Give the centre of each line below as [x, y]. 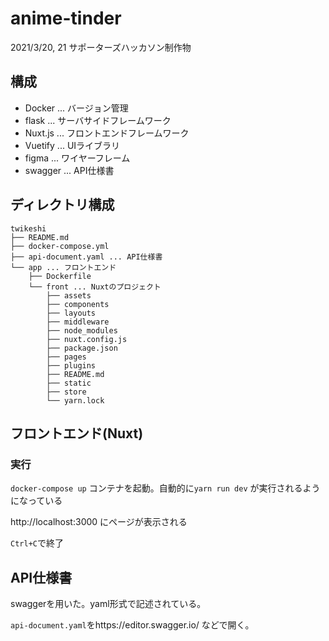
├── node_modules [82, 330]
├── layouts [71, 313]
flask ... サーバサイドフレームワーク [98, 120]
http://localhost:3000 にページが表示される [99, 522]
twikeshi [28, 228]
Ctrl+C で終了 [37, 543]
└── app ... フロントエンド [63, 267]
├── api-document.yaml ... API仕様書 [86, 257]
